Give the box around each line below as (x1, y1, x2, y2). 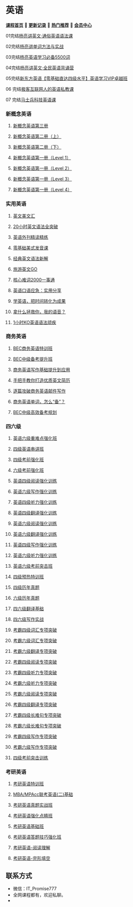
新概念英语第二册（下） (12, 144, 61, 150)
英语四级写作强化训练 (12, 542, 57, 548)
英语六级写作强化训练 (12, 489, 57, 495)
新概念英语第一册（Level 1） (12, 155, 71, 161)
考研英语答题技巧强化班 (12, 834, 61, 840)
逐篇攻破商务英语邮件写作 (12, 388, 66, 394)
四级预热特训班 (12, 574, 44, 580)
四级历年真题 (12, 584, 39, 590)
